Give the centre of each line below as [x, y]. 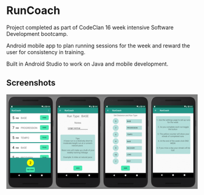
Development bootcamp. [37, 33]
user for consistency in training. [46, 52]
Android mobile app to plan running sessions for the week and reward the [98, 46]
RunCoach [33, 11]
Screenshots [31, 83]
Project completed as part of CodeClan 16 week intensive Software [90, 27]
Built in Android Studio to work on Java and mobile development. [87, 64]
